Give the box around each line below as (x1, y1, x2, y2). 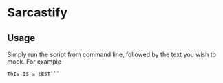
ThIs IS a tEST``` (7, 71, 60, 78)
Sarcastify (7, 5, 67, 21)
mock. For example (7, 58, 62, 66)
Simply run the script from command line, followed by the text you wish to (7, 50, 217, 58)
